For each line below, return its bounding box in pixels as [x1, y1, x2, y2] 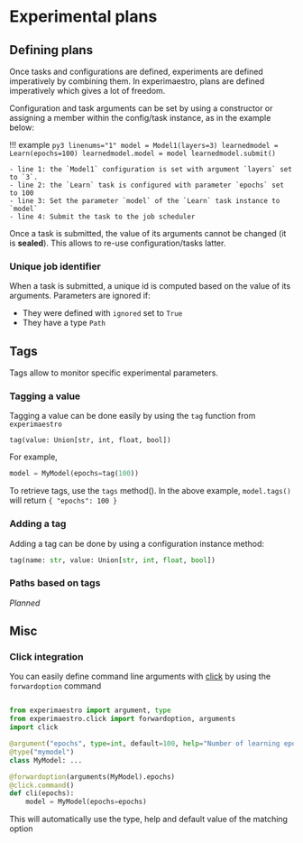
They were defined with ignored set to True [22, 308, 183, 319]
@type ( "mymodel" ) [9, 747, 75, 756]
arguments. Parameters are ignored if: [9, 291, 151, 301]
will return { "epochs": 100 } [9, 495, 118, 506]
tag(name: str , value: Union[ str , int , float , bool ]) [9, 555, 216, 565]
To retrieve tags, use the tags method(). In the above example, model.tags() [9, 486, 291, 496]
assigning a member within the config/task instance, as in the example [9, 113, 271, 123]
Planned [9, 598, 41, 608]
